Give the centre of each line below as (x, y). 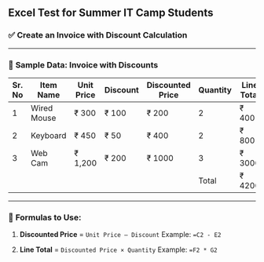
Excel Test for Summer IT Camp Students (111, 13)
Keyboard (49, 135)
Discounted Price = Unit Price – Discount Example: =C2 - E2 (120, 235)
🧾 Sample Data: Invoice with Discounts (83, 64)
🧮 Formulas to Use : (45, 217)
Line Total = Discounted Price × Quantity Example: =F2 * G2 (118, 249)
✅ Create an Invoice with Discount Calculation (98, 35)
